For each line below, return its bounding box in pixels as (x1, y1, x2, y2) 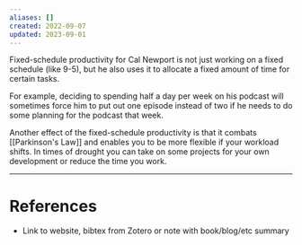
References (9, 196, 97, 216)
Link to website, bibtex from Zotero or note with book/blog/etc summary (22, 225, 289, 236)
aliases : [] (9, 13, 54, 22)
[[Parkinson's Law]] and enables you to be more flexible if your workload (9, 136, 280, 148)
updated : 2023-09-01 (9, 30, 87, 39)
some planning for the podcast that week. (9, 109, 164, 121)
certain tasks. (9, 74, 60, 84)
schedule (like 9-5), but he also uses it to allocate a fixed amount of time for (9, 64, 290, 74)
